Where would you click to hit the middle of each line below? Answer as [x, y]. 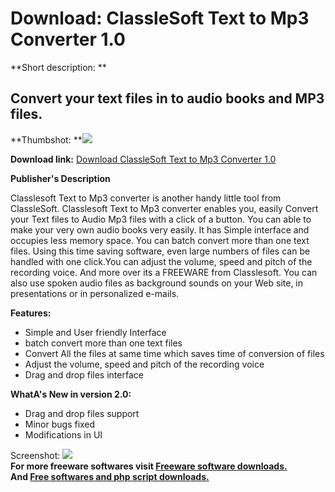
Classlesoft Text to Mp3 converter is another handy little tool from [146, 198]
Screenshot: [35, 455]
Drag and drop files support [82, 413]
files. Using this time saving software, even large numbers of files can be [160, 251]
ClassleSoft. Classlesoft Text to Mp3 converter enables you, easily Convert [164, 208]
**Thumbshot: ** [46, 139]
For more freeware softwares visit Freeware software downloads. [149, 466]
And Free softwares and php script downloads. [110, 476]
